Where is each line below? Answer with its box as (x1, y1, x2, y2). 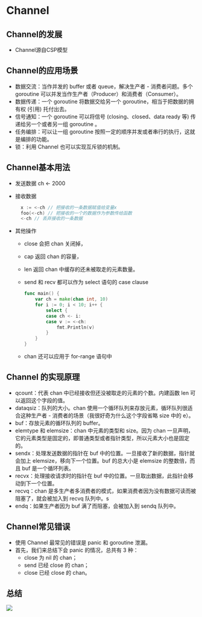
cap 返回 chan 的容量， (24, 253, 83, 260)
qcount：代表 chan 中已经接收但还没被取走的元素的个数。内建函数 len (14, 389, 189, 396)
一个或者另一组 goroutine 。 (31, 120, 101, 127)
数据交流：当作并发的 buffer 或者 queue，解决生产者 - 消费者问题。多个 (14, 83, 194, 90)
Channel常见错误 (6, 522, 71, 532)
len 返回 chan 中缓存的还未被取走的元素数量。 (24, 266, 139, 273)
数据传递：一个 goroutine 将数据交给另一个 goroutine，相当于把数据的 (14, 98, 189, 105)
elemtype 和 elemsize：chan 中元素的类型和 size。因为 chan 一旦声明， (14, 426, 194, 434)
